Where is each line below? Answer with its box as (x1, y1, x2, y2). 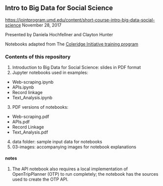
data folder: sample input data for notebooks (12, 139, 102, 145)
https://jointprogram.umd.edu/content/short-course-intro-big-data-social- (5, 17, 155, 23)
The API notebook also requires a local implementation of (12, 166, 128, 172)
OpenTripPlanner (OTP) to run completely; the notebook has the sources (12, 171, 159, 177)
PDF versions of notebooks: (12, 104, 69, 110)
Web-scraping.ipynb (12, 79, 54, 85)
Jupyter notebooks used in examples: (12, 70, 88, 75)
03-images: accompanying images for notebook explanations (12, 144, 137, 150)
